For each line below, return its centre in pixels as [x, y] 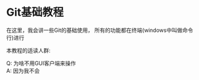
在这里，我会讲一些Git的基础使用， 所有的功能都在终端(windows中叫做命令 [100, 30]
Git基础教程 [35, 12]
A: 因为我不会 [23, 70]
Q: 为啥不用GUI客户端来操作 [41, 63]
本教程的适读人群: [29, 50]
